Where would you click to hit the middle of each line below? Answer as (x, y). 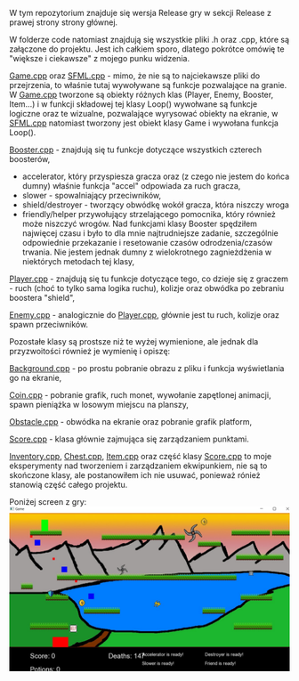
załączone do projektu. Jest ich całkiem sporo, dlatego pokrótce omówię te (147, 49)
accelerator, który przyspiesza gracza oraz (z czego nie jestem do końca (156, 176)
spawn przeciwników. (49, 324)
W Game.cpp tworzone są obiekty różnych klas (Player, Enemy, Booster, (141, 94)
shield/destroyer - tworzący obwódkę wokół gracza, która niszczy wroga (155, 205)
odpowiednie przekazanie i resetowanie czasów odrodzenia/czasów (147, 243)
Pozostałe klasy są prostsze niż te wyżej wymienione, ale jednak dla (134, 341)
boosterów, (30, 159)
